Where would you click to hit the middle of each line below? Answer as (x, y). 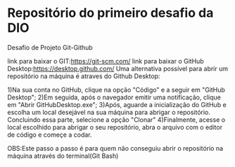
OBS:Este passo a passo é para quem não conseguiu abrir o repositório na (115, 148)
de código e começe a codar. (50, 135)
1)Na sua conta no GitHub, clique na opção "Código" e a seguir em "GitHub (116, 89)
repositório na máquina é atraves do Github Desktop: (84, 76)
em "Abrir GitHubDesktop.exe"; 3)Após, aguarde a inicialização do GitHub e (117, 104)
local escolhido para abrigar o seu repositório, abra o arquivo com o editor (115, 127)
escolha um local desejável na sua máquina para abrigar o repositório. (109, 112)
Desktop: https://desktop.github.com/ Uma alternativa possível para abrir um (118, 68)
